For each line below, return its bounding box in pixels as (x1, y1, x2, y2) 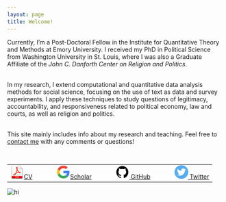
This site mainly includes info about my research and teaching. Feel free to (7, 130, 218, 138)
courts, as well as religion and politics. (7, 110, 115, 118)
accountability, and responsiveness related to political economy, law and (7, 102, 212, 110)
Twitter (189, 173, 210, 181)
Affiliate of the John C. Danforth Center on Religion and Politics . (7, 60, 188, 68)
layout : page (7, 11, 45, 18)
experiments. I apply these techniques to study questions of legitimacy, (7, 94, 208, 103)
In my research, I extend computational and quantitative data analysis (7, 80, 203, 88)
